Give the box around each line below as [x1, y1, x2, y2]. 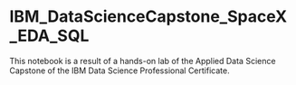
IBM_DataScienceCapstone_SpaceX [9, 6, 288, 27]
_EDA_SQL [9, 25, 90, 46]
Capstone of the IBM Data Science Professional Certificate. [9, 65, 230, 76]
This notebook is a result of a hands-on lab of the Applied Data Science [9, 55, 276, 66]
